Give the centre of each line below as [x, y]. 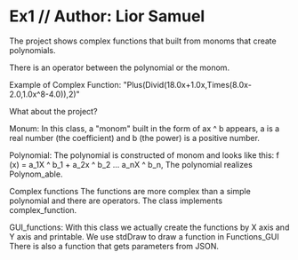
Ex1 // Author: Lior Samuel [107, 16]
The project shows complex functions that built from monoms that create [143, 41]
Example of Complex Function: [65, 84]
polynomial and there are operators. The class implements [116, 201]
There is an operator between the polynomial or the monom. [119, 67]
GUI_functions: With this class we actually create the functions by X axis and [149, 227]
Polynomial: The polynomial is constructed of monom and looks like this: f [145, 155]
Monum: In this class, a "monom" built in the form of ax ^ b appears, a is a [145, 128]
